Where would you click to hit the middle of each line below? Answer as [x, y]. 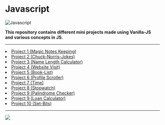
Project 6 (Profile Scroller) [38, 77]
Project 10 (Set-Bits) [32, 103]
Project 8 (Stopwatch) [33, 88]
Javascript [27, 9]
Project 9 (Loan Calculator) [39, 98]
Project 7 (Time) [28, 82]
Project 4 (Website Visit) [36, 67]
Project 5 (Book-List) [32, 72]
